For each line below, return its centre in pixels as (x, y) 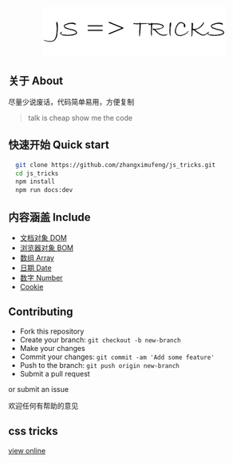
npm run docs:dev (44, 190)
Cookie (32, 286)
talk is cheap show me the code (80, 118)
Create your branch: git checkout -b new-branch (100, 339)
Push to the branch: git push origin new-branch (99, 365)
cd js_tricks (37, 174)
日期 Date (36, 267)
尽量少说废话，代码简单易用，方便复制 (71, 102)
